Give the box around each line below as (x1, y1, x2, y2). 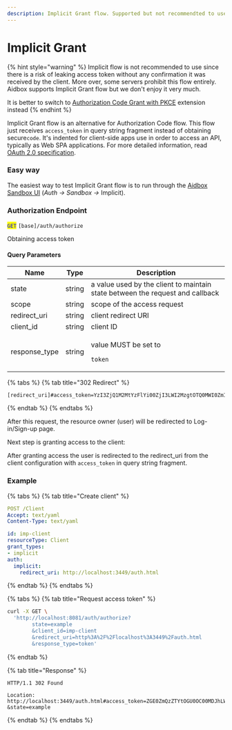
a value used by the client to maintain (90, 280, 212, 289)
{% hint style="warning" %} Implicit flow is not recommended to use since (7, 63, 219, 71)
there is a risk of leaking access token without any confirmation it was (7, 70, 206, 78)
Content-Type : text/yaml (7, 518, 79, 525)
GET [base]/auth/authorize (7, 222, 84, 230)
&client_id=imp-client (32, 628, 97, 635)
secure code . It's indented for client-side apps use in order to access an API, (7, 133, 222, 142)
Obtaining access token (7, 235, 75, 243)
